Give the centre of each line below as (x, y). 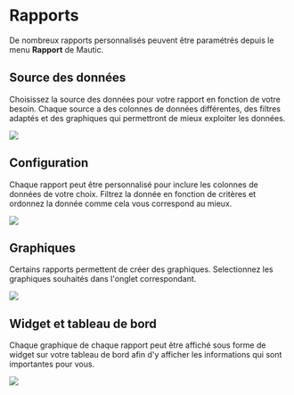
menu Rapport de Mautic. (57, 49)
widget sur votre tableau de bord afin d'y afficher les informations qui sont (146, 355)
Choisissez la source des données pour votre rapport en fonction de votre (145, 99)
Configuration (49, 163)
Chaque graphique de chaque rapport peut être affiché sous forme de (138, 345)
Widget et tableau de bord (83, 323)
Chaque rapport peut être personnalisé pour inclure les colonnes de (134, 185)
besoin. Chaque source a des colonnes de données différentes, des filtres (145, 109)
